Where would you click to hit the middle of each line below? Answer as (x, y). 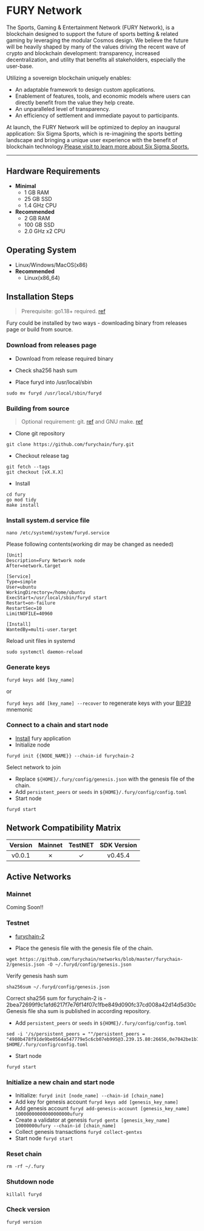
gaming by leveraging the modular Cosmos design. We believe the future (97, 40)
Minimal (25, 186)
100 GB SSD (39, 225)
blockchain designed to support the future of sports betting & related (92, 33)
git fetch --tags (28, 467)
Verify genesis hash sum (37, 975)
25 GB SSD (38, 198)
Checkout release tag (42, 455)
